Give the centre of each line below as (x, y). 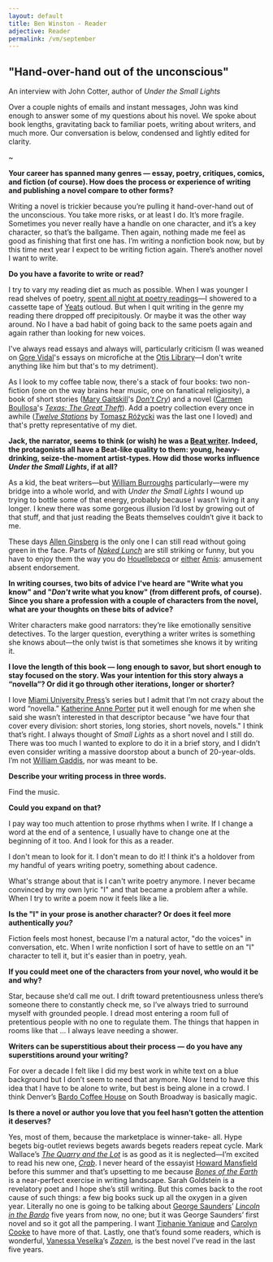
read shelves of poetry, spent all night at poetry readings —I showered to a (133, 299)
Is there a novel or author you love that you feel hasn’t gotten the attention (136, 1113)
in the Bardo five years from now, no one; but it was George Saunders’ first (134, 1215)
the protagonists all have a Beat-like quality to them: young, (111, 449)
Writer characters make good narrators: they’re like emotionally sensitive (130, 625)
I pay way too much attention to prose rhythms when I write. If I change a (131, 824)
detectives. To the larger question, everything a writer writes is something (132, 634)
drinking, (24, 458)
